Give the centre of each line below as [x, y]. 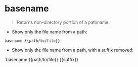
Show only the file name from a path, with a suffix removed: [72, 50]
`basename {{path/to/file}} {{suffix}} [42, 59]
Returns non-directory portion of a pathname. [63, 22]
